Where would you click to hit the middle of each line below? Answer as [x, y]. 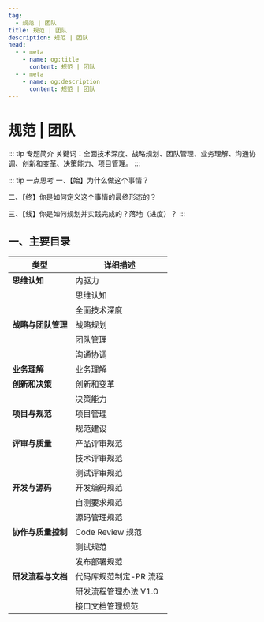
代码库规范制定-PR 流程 [119, 577]
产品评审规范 [99, 444]
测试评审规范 [99, 473]
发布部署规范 [99, 562]
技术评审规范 [99, 459]
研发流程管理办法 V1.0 [117, 591]
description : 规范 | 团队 [48, 37]
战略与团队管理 [40, 325]
